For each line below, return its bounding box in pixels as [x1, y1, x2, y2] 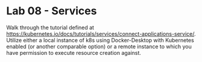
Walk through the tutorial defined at [6, 24, 95, 31]
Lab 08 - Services [6, 4, 97, 18]
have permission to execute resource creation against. [6, 49, 142, 56]
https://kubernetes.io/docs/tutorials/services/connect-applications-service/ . [6, 30, 196, 37]
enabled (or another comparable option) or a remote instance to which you [6, 43, 192, 50]
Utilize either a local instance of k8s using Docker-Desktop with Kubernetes [6, 36, 194, 44]
